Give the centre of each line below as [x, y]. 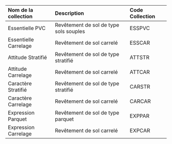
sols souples [70, 31]
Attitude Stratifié [27, 57]
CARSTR [140, 87]
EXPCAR [140, 131]
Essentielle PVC [27, 28]
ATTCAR [140, 72]
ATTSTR [139, 57]
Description [70, 13]
